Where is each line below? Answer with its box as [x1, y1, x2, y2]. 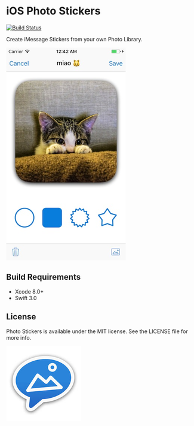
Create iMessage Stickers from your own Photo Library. [6, 35, 143, 43]
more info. [6, 334, 32, 341]
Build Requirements [6, 272, 81, 282]
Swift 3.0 [14, 294, 37, 301]
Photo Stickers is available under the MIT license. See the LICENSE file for [6, 328, 188, 335]
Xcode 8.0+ [14, 288, 44, 295]
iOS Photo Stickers [6, 4, 101, 18]
